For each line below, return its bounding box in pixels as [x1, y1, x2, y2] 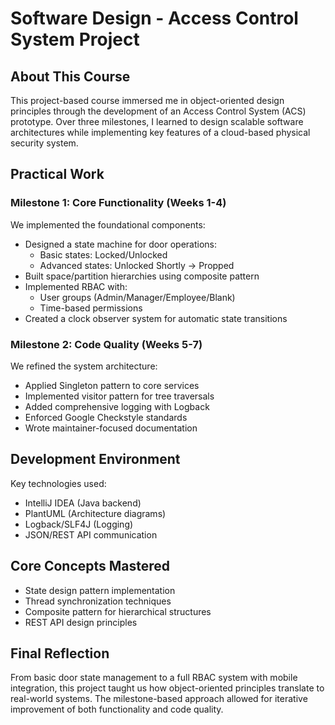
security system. [10, 137, 79, 149]
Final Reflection [10, 645, 110, 662]
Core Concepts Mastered [10, 558, 171, 575]
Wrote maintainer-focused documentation [24, 422, 198, 434]
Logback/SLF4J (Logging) [24, 518, 134, 530]
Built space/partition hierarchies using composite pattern [24, 270, 260, 282]
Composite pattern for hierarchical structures [24, 605, 212, 617]
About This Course [10, 68, 131, 85]
